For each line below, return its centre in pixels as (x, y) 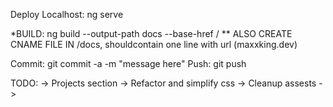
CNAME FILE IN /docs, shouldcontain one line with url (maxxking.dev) (154, 44)
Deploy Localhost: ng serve (67, 14)
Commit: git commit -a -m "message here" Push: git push (128, 63)
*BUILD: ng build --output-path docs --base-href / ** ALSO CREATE (151, 33)
